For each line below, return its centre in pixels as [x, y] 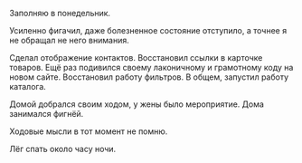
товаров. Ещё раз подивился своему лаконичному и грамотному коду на [151, 67]
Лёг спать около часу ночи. [63, 149]
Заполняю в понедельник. [60, 13]
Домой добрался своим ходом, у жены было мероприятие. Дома [137, 104]
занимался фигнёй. [47, 114]
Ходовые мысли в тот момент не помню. [89, 131]
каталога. [28, 86]
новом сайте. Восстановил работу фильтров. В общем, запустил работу [149, 77]
